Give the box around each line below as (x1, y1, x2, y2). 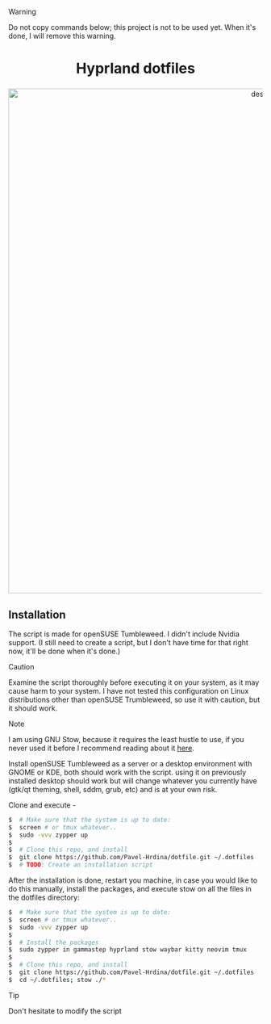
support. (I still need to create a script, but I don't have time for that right (8, 637, 248, 647)
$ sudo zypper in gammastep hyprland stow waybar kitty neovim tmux (8, 946, 248, 954)
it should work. (8, 703, 58, 713)
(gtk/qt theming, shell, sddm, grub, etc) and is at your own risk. (8, 784, 218, 794)
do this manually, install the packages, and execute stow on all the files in (8, 884, 252, 894)
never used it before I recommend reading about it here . (8, 743, 195, 753)
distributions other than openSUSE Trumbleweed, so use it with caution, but (8, 695, 261, 704)
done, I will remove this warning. (8, 31, 116, 40)
